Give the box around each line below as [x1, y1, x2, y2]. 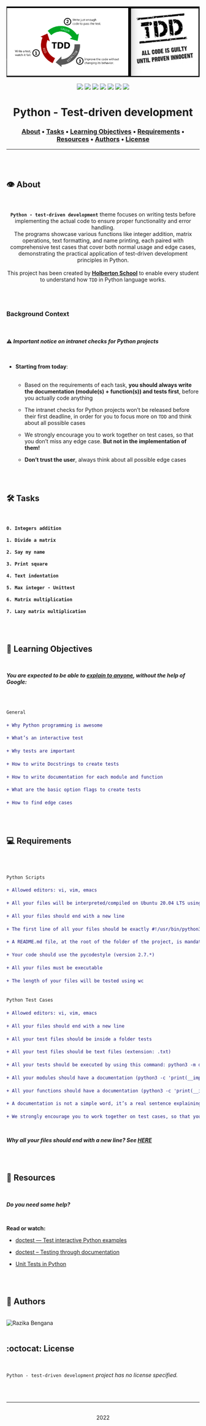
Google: [6, 678, 28, 685]
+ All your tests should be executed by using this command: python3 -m [6, 1062, 196, 1068]
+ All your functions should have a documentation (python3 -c [6, 1088, 172, 1094]
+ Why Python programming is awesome [6, 722, 103, 728]
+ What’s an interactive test [6, 735, 84, 741]
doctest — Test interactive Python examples [15, 1236, 127, 1244]
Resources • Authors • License [56, 135, 150, 143]
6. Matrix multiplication [6, 597, 72, 603]
